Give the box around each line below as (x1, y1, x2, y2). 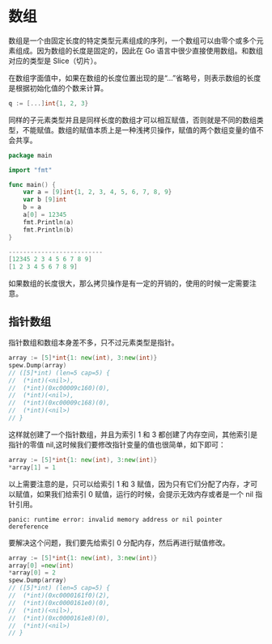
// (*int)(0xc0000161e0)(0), (8, 599, 111, 607)
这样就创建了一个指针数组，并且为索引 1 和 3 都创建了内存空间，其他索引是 (8, 430, 258, 439)
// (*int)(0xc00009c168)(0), (8, 399, 111, 407)
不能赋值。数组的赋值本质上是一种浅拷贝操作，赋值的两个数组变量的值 (22, 125, 257, 134)
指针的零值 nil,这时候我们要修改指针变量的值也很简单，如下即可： (8, 439, 227, 449)
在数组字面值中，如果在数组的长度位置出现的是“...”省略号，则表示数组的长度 (8, 73, 261, 83)
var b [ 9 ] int (23, 196, 67, 204)
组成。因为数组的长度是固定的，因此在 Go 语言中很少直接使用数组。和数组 (15, 45, 263, 55)
